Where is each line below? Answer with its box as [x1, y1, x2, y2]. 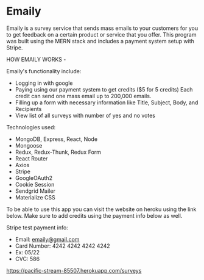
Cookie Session [15, 181, 55, 188]
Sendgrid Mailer [15, 187, 56, 195]
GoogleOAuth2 [15, 174, 53, 181]
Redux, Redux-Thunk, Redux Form [15, 148, 102, 156]
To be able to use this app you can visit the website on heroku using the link [6, 206, 197, 213]
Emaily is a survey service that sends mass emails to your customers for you [6, 24, 199, 32]
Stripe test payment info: [6, 224, 68, 231]
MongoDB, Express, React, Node [15, 135, 98, 143]
